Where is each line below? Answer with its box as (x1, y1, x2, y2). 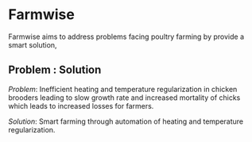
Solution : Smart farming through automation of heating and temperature (8, 117, 244, 126)
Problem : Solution (8, 63, 102, 77)
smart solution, (8, 40, 57, 49)
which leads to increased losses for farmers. (8, 101, 154, 110)
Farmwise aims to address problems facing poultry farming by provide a (8, 32, 245, 41)
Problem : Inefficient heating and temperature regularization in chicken (8, 84, 238, 94)
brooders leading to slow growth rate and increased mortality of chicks (8, 93, 241, 102)
